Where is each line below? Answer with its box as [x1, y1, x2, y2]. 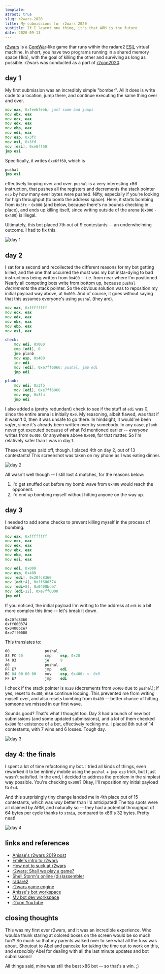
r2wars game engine [12, 883, 55, 889]
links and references [5, 839, 70, 847]
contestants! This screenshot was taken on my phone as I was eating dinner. [5, 452, 161, 458]
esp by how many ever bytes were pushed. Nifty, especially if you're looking [5, 191, 159, 197]
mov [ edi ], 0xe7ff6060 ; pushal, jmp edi [14, 365, 98, 370]
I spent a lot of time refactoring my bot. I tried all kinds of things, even [5, 763, 146, 769]
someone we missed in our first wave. [5, 701, 82, 707]
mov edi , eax [5, 130, 32, 135]
